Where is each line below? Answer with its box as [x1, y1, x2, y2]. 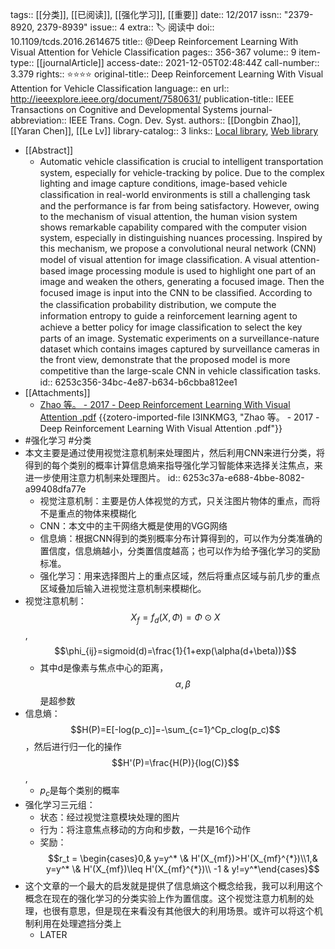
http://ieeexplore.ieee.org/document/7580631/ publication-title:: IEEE [10, 93, 295, 105]
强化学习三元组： [24, 798, 96, 810]
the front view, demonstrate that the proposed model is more [39, 354, 291, 365]
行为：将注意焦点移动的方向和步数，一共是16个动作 [39, 823, 251, 835]
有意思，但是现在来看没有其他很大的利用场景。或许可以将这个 [59, 904, 315, 917]
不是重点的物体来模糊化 [39, 508, 137, 519]
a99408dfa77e [24, 483, 87, 495]
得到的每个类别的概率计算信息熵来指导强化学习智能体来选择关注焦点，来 [24, 459, 323, 471]
